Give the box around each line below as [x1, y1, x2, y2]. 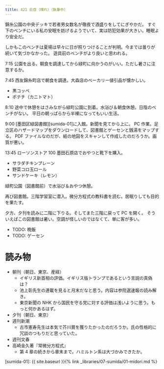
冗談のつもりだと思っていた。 [19, 330, 80, 336]
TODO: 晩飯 [12, 227, 36, 232]
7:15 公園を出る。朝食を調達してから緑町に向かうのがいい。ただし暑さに [5, 60, 151, 66]
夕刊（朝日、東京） [12, 312, 51, 317]
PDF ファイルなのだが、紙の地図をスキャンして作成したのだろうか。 [14, 133, 153, 139]
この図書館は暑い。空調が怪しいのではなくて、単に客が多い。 [18, 216, 142, 222]
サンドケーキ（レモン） [12, 172, 60, 178]
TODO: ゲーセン [12, 232, 45, 238]
